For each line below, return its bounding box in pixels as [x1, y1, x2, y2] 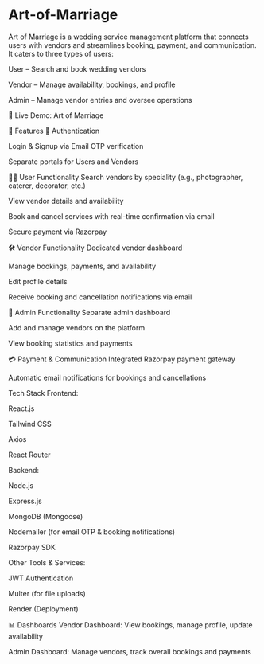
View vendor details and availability [8, 196, 124, 205]
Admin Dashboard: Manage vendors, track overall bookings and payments [8, 646, 252, 656]
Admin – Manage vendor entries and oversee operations [8, 95, 192, 104]
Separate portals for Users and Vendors [8, 157, 139, 166]
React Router [8, 450, 51, 459]
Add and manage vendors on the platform [8, 322, 146, 332]
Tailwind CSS [8, 419, 52, 428]
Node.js [8, 480, 34, 490]
